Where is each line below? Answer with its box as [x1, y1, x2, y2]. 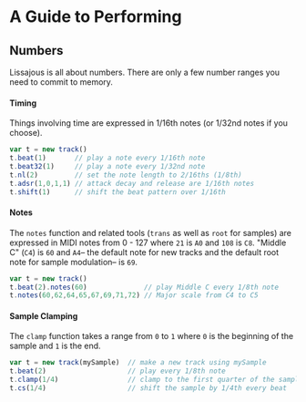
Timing [9, 98, 37, 108]
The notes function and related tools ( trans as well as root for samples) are [9, 227, 292, 238]
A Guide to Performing [9, 6, 182, 27]
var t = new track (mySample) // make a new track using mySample [9, 358, 267, 367]
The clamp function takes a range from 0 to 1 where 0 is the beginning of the [9, 331, 294, 342]
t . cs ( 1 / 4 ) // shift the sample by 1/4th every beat [9, 384, 287, 393]
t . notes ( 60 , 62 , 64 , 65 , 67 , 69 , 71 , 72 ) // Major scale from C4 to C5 [9, 291, 259, 300]
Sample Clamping [9, 310, 78, 321]
